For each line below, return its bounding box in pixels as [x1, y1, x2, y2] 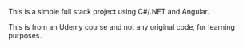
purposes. [8, 31, 42, 40]
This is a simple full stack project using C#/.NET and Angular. [8, 7, 209, 16]
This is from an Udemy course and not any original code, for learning [8, 22, 236, 31]
